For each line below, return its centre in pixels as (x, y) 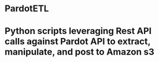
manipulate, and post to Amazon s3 (79, 52)
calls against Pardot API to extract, (78, 42)
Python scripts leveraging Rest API (78, 31)
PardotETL (27, 9)
